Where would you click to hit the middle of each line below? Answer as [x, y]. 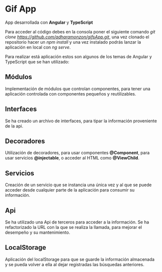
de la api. [14, 126]
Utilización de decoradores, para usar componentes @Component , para [77, 153]
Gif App [21, 9]
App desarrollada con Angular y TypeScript [49, 22]
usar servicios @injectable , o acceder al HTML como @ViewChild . [72, 158]
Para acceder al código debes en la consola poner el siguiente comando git [80, 32]
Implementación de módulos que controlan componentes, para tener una [78, 89]
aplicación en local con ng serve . [38, 47]
